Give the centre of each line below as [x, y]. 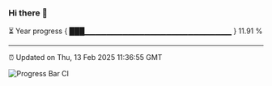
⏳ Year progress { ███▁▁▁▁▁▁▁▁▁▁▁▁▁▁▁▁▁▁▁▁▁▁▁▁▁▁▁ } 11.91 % [136, 31]
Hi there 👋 [28, 13]
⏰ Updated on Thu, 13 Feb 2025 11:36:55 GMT [85, 58]
